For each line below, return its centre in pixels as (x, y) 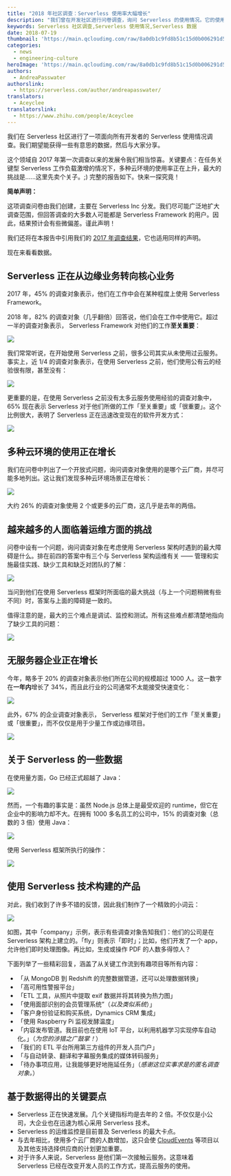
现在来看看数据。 (31, 252)
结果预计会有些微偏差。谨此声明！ (67, 223)
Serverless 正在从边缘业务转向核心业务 (91, 276)
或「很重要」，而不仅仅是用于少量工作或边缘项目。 (78, 723)
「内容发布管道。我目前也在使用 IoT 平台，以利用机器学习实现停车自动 (117, 1030)
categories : (24, 45)
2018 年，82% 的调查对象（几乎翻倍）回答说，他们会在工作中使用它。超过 (113, 317)
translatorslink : (32, 109)
